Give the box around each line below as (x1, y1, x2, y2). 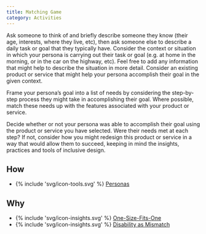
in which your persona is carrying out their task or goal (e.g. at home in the (6, 51, 196, 58)
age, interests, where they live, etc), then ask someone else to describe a (6, 38, 192, 45)
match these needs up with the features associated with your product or (6, 102, 189, 109)
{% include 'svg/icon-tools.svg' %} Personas (15, 180, 130, 187)
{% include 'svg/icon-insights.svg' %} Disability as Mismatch (15, 221, 170, 228)
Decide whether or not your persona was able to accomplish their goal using (6, 120, 200, 127)
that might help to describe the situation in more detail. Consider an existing (6, 64, 199, 71)
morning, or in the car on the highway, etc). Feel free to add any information (6, 58, 199, 65)
